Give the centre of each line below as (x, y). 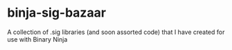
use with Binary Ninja (37, 39)
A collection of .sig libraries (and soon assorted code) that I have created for (116, 32)
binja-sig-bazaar (56, 13)
